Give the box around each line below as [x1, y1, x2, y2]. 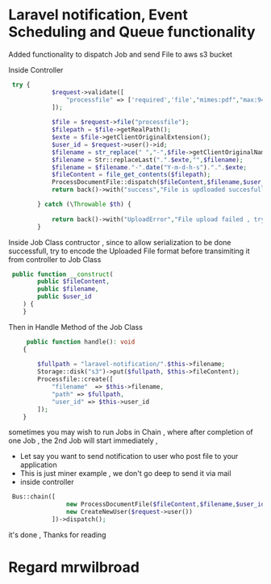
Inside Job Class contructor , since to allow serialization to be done [8, 237, 231, 247]
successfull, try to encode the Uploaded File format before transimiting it [8, 246, 250, 256]
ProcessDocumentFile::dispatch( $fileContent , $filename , [51, 178, 244, 186]
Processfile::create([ [37, 375, 114, 384]
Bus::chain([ [11, 493, 56, 501]
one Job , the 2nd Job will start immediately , [8, 436, 159, 445]
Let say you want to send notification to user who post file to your [19, 452, 239, 461]
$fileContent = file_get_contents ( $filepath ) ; [51, 171, 211, 179]
